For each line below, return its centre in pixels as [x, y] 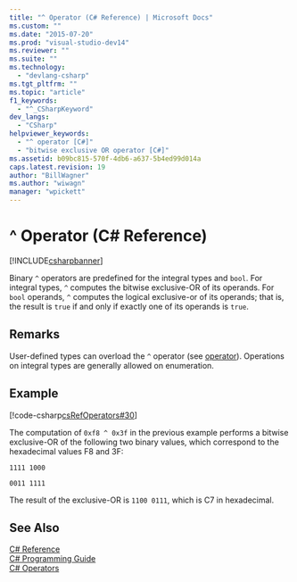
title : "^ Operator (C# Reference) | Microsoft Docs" [111, 17]
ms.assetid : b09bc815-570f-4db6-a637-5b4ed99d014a [105, 158]
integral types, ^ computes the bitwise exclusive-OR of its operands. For [142, 287]
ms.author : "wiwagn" [48, 184]
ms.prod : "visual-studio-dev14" [69, 42]
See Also [34, 528]
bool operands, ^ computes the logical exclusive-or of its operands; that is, [147, 296]
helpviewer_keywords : [49, 134]
